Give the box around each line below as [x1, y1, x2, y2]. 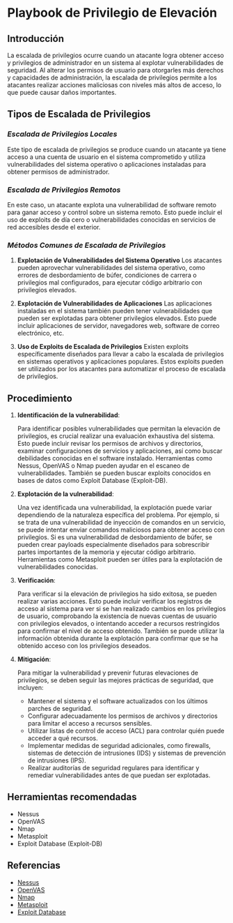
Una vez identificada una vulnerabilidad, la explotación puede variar [17, 504, 212, 512]
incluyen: [17, 684, 44, 692]
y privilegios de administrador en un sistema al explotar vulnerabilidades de [7, 59, 224, 67]
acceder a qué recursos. [27, 734, 99, 742]
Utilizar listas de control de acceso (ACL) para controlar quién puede [27, 727, 225, 735]
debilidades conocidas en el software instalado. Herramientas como [17, 454, 213, 463]
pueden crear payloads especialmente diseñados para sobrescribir [17, 541, 210, 549]
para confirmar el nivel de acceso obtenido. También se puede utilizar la [17, 626, 225, 636]
